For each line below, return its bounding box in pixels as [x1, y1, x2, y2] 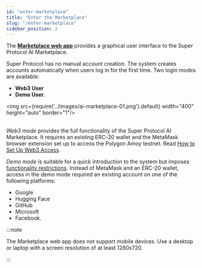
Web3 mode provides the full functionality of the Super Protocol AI [6, 127, 172, 134]
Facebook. [14, 214, 42, 222]
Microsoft [14, 208, 39, 216]
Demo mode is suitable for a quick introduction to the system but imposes [6, 158, 190, 166]
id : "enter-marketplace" [6, 8, 69, 15]
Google [14, 189, 34, 196]
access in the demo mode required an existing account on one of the [6, 171, 178, 178]
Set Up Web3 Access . [6, 146, 61, 154]
